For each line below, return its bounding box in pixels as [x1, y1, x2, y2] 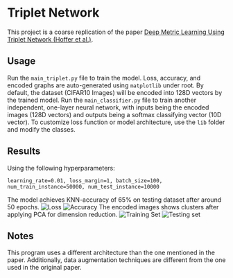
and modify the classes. [7, 125, 76, 133]
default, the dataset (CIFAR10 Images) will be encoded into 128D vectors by [7, 88, 223, 96]
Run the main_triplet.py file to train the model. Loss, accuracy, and [7, 73, 201, 82]
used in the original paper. [7, 263, 82, 272]
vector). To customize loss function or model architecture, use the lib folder [7, 118, 225, 126]
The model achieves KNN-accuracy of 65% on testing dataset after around [7, 196, 222, 204]
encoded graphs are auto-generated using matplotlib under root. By [7, 81, 205, 89]
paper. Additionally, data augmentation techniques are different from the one [7, 256, 226, 264]
